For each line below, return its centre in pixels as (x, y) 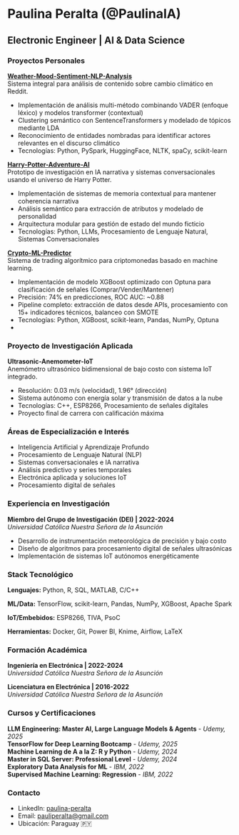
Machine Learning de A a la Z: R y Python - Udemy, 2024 (92, 751)
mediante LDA (39, 128)
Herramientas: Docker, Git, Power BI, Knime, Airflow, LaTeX (95, 631)
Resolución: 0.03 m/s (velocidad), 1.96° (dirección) (92, 391)
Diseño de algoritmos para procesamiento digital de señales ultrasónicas (125, 548)
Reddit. (18, 91)
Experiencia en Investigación (59, 504)
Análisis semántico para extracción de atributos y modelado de (110, 209)
